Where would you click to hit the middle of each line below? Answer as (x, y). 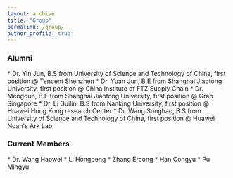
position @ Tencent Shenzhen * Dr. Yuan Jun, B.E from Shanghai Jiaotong (115, 81)
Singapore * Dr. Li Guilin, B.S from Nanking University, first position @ (108, 103)
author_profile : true (39, 33)
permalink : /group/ (36, 27)
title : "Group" (30, 20)
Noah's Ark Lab (30, 126)
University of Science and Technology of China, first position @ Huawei (111, 118)
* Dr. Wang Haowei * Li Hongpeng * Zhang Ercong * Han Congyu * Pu (109, 159)
